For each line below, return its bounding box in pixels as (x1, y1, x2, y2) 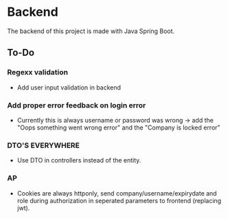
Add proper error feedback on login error (7, 101, 146, 110)
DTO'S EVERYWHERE (7, 140, 80, 150)
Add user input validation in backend (16, 83, 122, 92)
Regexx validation (7, 67, 69, 77)
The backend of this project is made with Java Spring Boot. (7, 27, 175, 35)
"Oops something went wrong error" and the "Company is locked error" (16, 123, 221, 132)
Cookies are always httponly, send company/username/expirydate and (16, 189, 218, 197)
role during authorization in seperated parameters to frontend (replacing (16, 196, 222, 205)
